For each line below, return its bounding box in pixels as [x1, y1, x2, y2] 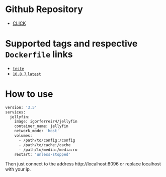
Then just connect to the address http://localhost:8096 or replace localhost [5, 161, 161, 167]
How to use [5, 88, 53, 100]
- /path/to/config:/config [18, 138, 75, 143]
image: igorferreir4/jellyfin [14, 119, 78, 124]
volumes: [14, 133, 33, 138]
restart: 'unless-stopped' [14, 152, 71, 157]
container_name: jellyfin [14, 124, 69, 129]
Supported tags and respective [5, 38, 138, 49]
